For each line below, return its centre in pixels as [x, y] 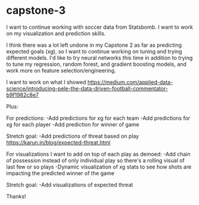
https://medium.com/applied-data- [130, 82]
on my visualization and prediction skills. [56, 33]
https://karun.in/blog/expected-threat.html [58, 142]
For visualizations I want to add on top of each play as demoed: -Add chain [99, 154]
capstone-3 [36, 10]
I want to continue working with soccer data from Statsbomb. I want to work [99, 27]
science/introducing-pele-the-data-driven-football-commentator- [87, 88]
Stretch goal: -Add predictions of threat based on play [73, 136]
